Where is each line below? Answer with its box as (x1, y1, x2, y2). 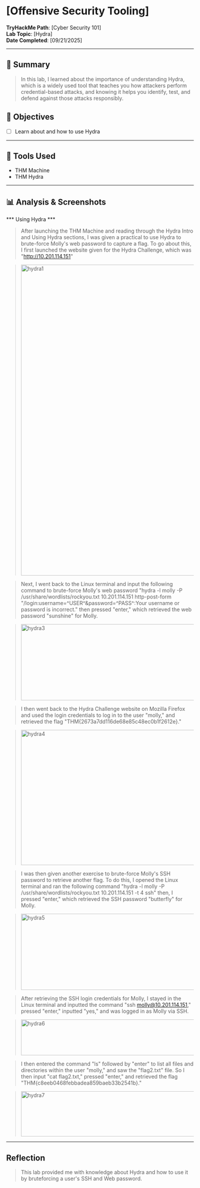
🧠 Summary (6, 60, 51, 70)
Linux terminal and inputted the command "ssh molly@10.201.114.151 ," (20, 1001, 192, 1009)
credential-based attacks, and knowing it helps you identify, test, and (20, 88, 190, 95)
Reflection (6, 1153, 46, 1163)
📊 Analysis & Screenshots (6, 197, 107, 207)
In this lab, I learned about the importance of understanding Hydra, (20, 75, 185, 83)
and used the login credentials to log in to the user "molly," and (20, 711, 176, 719)
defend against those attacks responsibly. (20, 94, 124, 102)
